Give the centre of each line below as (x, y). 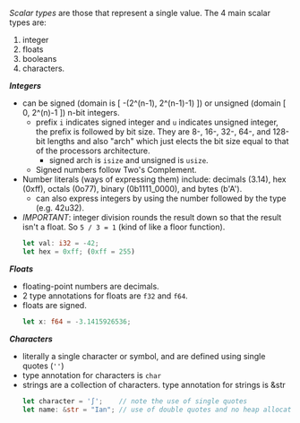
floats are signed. (54, 305)
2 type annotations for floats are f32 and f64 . (105, 296)
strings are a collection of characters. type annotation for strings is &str (154, 384)
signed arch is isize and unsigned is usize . (129, 160)
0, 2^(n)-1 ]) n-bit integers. (71, 112)
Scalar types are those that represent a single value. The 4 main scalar (140, 13)
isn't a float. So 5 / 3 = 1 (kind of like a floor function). (124, 227)
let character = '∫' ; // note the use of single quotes (135, 401)
